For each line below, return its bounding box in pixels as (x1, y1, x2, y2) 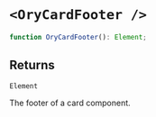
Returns (9, 58, 56, 73)
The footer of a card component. (9, 97, 131, 108)
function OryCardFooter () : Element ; (9, 32, 147, 41)
